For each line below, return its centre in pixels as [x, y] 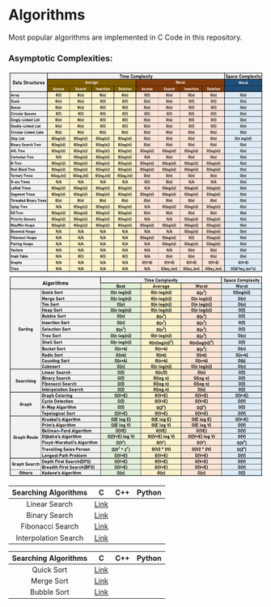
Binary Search [50, 516]
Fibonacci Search [50, 526]
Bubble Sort [50, 592]
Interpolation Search [50, 537]
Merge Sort [50, 581]
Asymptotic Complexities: [61, 58]
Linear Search [50, 504]
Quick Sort [50, 569]
